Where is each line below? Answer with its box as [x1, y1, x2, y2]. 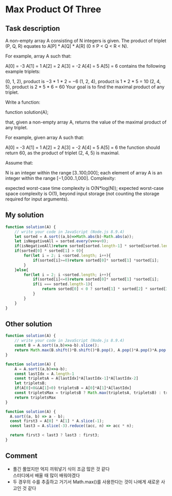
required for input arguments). [5, 196, 69, 202]
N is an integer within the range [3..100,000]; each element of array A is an [5, 170, 162, 175]
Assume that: [5, 160, 33, 166]
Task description [5, 24, 60, 33]
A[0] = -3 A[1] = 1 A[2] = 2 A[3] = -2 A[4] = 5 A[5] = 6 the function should [5, 145, 160, 150]
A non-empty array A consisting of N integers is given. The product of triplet [5, 37, 166, 44]
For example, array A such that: [5, 53, 72, 59]
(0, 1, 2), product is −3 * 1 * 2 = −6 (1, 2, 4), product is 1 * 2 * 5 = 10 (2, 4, [5, 78, 161, 84]
